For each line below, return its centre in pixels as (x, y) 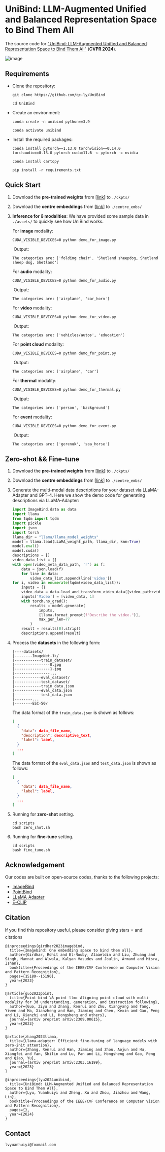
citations (14, 937)
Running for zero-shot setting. (43, 814)
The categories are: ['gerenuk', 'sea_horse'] (61, 444)
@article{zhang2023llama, (32, 1036)
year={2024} (22, 1114)
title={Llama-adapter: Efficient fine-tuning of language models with (83, 1041)
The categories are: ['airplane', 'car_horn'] (61, 299)
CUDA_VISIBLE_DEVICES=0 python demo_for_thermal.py (66, 390)
